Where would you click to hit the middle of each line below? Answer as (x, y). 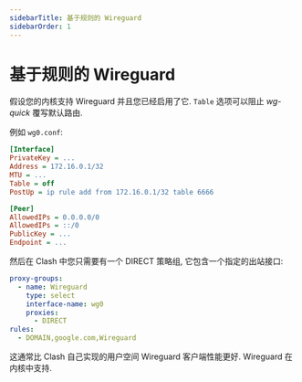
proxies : (42, 313)
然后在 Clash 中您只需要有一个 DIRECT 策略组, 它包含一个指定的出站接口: (146, 261)
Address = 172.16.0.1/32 (57, 167)
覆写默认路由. (57, 113)
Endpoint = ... (38, 243)
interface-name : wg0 (65, 304)
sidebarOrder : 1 (40, 27)
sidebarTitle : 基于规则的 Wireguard (76, 18)
